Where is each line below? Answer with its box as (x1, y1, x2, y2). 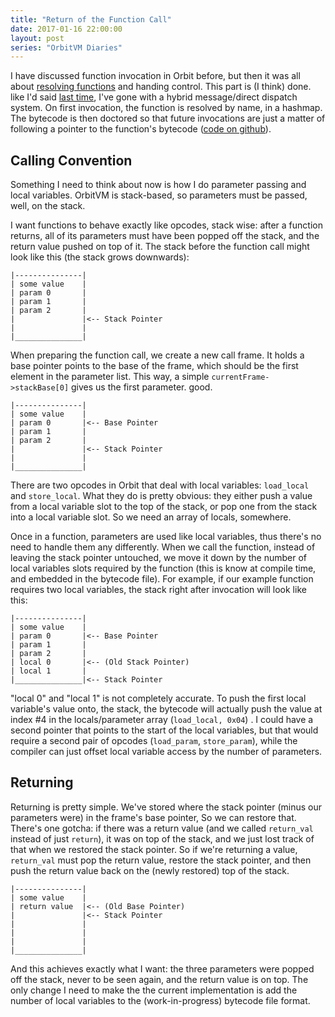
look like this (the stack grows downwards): (10, 251, 190, 263)
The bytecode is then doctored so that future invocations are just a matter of (10, 112, 326, 125)
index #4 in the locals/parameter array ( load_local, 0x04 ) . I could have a (10, 714, 314, 726)
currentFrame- (211, 372, 270, 383)
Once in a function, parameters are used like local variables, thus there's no (10, 531, 322, 543)
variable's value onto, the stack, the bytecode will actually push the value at (10, 703, 323, 715)
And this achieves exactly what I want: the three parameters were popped (10, 962, 315, 975)
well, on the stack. (10, 200, 86, 212)
